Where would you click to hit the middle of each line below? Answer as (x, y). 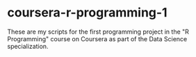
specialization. (28, 46)
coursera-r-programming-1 (88, 13)
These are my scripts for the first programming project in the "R (98, 32)
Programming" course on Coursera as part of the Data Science (97, 38)
